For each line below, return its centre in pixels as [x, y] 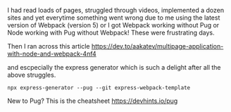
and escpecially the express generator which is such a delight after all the [114, 67]
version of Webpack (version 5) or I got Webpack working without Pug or [113, 25]
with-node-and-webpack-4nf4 [52, 54]
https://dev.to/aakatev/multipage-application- [157, 46]
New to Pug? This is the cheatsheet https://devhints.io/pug [93, 101]
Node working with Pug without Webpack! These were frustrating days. [111, 32]
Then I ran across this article [49, 46]
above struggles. [32, 75]
